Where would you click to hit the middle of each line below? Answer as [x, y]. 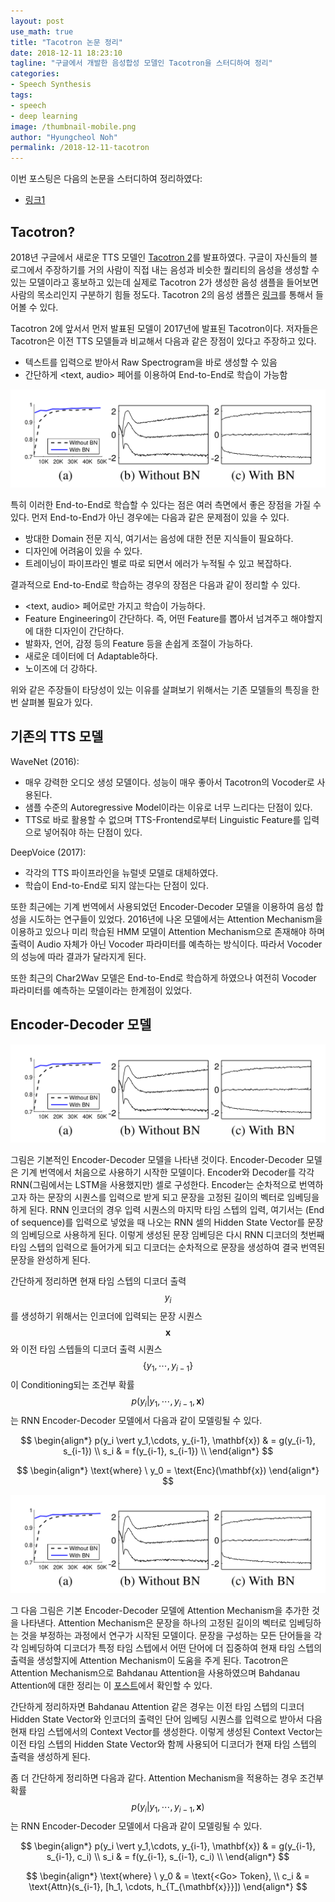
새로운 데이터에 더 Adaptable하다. [91, 656]
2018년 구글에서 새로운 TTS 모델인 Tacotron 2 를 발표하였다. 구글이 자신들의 [159, 257]
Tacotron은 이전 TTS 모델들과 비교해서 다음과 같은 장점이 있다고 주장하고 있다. [163, 341]
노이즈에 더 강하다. [61, 668]
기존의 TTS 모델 [57, 736]
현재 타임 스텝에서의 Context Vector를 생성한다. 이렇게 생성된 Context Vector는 [166, 1731]
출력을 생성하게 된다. [50, 1756]
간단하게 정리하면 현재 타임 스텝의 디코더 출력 [98, 1281]
